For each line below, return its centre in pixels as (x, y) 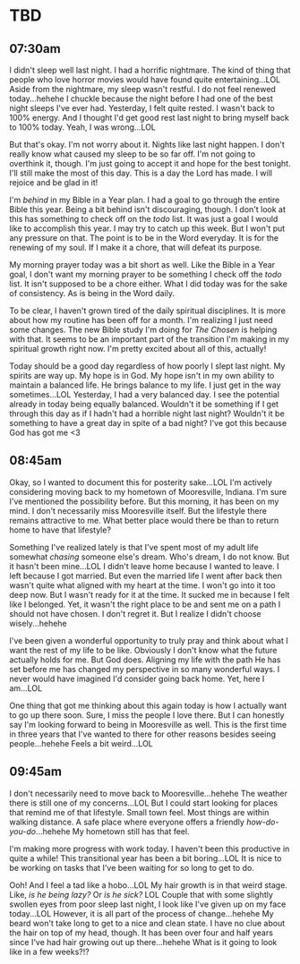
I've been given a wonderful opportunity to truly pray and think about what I (149, 640)
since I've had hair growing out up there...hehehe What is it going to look (143, 942)
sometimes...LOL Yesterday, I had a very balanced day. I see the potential (145, 394)
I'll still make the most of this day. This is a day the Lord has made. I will (141, 173)
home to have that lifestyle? (60, 530)
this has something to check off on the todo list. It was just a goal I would (144, 219)
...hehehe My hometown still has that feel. (112, 831)
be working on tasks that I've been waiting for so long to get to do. (132, 867)
